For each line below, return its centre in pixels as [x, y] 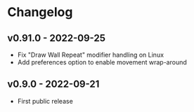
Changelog [40, 12]
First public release [45, 101]
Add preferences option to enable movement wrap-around [102, 62]
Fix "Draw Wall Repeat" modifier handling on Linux [90, 55]
